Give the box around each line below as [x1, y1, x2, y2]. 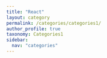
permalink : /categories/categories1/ [6, 20, 102, 26]
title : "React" [6, 8, 45, 15]
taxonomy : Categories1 [6, 31, 63, 37]
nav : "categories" [11, 43, 59, 49]
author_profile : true [6, 25, 61, 32]
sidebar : [6, 37, 28, 43]
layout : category [6, 14, 50, 21]
